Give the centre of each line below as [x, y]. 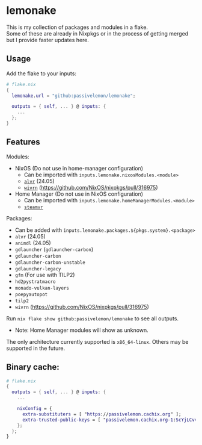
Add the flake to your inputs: [41, 73]
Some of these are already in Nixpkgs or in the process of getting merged [97, 33]
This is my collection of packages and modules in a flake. [77, 27]
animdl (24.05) [33, 243]
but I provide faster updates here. [47, 40]
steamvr [33, 207]
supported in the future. [35, 348]
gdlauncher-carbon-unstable [50, 263]
